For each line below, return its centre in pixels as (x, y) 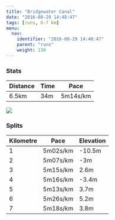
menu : (13, 28)
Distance (22, 86)
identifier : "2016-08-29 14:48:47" (60, 39)
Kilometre (23, 141)
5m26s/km (58, 199)
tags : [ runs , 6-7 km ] (33, 22)
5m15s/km (58, 170)
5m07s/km (58, 160)
